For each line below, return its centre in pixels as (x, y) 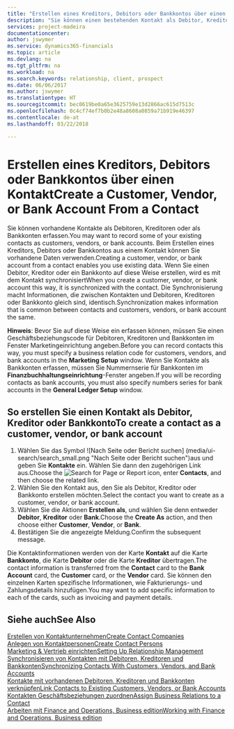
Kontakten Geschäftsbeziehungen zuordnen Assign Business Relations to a (114, 696)
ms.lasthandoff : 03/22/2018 (48, 124)
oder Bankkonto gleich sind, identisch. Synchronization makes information (113, 302)
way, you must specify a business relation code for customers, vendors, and (117, 353)
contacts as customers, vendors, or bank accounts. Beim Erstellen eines (111, 243)
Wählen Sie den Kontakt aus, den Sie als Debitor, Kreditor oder (107, 488)
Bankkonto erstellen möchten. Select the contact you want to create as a (120, 495)
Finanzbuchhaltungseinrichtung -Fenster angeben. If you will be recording (114, 375)
